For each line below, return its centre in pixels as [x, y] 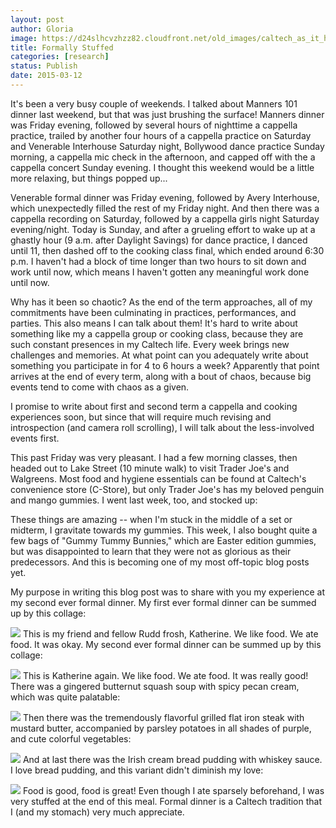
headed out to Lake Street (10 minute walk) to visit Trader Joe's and [150, 468]
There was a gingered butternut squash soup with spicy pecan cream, [155, 686]
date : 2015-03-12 [46, 76]
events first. [35, 438]
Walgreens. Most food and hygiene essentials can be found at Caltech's [158, 478]
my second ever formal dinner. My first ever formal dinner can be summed [163, 602]
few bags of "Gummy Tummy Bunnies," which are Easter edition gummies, [163, 540]
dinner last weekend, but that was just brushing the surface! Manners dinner [167, 114]
